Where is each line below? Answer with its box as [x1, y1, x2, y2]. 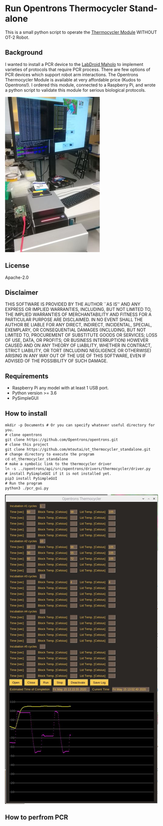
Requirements [5, 372, 49, 380]
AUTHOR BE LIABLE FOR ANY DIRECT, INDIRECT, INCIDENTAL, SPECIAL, [5, 322, 152, 328]
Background [5, 49, 43, 57]
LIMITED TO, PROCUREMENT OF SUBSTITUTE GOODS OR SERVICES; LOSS [5, 332, 158, 338]
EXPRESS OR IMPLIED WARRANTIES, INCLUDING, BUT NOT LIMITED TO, [5, 307, 152, 312]
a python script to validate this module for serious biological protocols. [5, 87, 146, 93]
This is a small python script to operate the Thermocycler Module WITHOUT [5, 29, 157, 35]
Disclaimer [5, 288, 38, 296]
